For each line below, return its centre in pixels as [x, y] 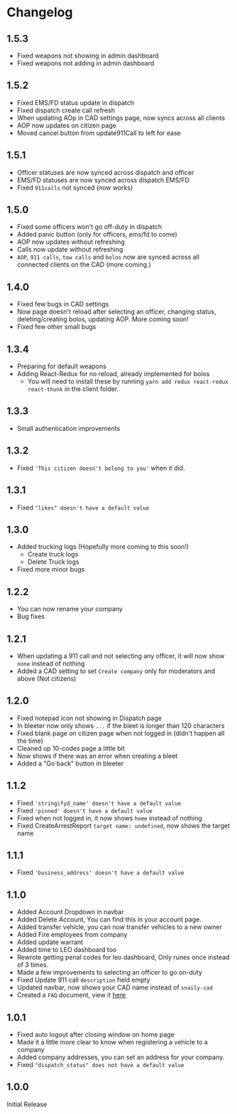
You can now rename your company [70, 609]
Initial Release [27, 1104]
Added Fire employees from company [72, 935]
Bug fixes [31, 616]
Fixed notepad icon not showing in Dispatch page [89, 718]
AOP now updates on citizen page [66, 125]
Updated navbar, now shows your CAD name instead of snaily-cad [115, 987]
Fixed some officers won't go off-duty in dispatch [89, 227]
